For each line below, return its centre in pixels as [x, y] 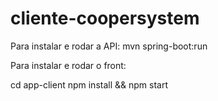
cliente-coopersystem [105, 18]
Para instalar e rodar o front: [68, 65]
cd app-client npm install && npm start [89, 84]
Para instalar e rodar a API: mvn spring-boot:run [109, 46]
